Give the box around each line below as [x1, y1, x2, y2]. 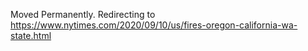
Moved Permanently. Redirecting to [10, 9, 156, 20]
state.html [10, 30, 52, 41]
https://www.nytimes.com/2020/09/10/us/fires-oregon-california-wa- [10, 19, 298, 31]
